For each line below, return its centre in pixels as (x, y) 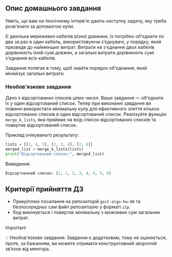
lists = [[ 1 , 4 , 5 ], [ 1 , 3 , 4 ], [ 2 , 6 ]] (49, 145)
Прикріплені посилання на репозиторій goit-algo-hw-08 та (77, 202)
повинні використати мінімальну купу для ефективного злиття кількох (82, 109)
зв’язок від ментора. (28, 249)
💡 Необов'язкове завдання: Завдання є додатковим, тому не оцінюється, (86, 238)
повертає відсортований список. (41, 125)
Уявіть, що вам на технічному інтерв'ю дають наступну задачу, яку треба (86, 21)
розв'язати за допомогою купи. (40, 26)
